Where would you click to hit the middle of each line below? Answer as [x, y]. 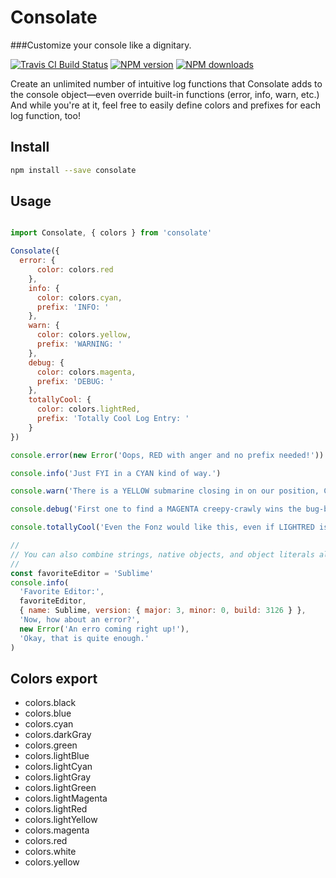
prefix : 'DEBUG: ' [75, 381]
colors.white [50, 852]
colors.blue [48, 713]
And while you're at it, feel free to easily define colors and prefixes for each [165, 105]
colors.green [51, 745]
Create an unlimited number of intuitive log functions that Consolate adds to [166, 83]
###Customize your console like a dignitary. [101, 45]
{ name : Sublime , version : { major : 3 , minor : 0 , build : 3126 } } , [163, 611]
